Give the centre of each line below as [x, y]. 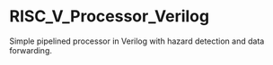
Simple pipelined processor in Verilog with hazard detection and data [137, 41]
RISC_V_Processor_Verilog [109, 16]
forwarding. [31, 50]
